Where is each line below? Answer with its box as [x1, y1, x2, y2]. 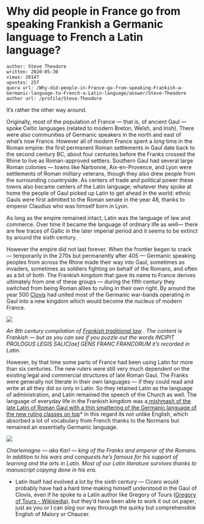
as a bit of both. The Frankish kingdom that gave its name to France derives [6, 271, 196, 278]
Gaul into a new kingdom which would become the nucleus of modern [6, 297, 182, 305]
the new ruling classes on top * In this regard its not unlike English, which [6, 410, 189, 418]
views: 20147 [6, 74, 40, 80]
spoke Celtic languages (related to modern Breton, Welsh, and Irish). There [6, 124, 194, 132]
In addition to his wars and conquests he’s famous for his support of [6, 453, 178, 460]
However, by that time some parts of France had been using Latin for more [6, 358, 194, 366]
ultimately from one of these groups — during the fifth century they [6, 278, 175, 285]
